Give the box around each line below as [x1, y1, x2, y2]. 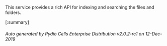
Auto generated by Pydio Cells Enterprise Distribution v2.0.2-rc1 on [5, 30, 144, 36]
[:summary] [5, 19, 29, 25]
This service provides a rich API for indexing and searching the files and [5, 4, 154, 10]
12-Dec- [145, 30, 162, 36]
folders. [5, 9, 21, 15]
